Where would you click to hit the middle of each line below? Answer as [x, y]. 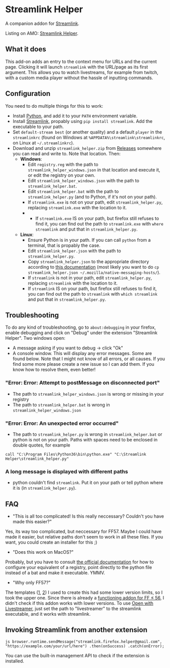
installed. [15, 661]
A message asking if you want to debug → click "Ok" [68, 348]
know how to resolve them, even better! [54, 370]
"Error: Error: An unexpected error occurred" [62, 423]
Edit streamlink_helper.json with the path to [74, 250]
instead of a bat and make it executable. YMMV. [55, 573]
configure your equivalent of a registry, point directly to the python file [79, 567]
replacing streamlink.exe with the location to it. [77, 207]
